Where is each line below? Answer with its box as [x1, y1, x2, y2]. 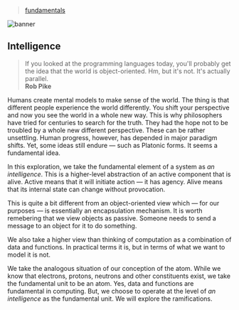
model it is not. [7, 250, 51, 259]
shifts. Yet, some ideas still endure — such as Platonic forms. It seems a [7, 141, 218, 149]
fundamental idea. [7, 149, 60, 157]
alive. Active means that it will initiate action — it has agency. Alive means [7, 177, 223, 186]
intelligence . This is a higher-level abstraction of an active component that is [7, 170, 231, 178]
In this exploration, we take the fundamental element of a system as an [7, 162, 215, 171]
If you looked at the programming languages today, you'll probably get [24, 59, 231, 68]
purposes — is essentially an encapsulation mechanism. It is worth [7, 206, 203, 215]
